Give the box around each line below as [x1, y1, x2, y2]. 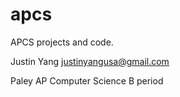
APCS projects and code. [10, 36, 114, 48]
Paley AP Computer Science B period [10, 74, 164, 87]
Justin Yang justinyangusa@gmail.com [10, 55, 170, 67]
